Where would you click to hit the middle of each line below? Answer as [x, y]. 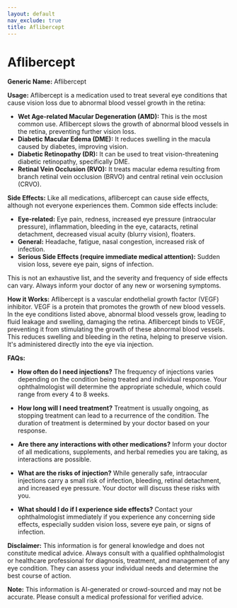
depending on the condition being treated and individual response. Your [122, 379]
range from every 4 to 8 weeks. [63, 394]
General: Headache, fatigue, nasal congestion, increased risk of [111, 242]
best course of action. [40, 576]
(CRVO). [29, 184]
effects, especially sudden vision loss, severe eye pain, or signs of [114, 524]
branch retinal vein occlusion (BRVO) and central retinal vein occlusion [120, 177]
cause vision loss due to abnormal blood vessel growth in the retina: [106, 103]
